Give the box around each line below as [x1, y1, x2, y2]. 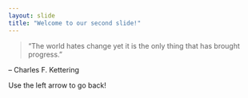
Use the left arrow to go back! [8, 80, 106, 90]
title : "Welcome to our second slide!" [8, 19, 142, 27]
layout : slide [8, 11, 56, 20]
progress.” [27, 49, 62, 59]
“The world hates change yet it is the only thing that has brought [27, 41, 240, 50]
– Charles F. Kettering [8, 65, 80, 74]
